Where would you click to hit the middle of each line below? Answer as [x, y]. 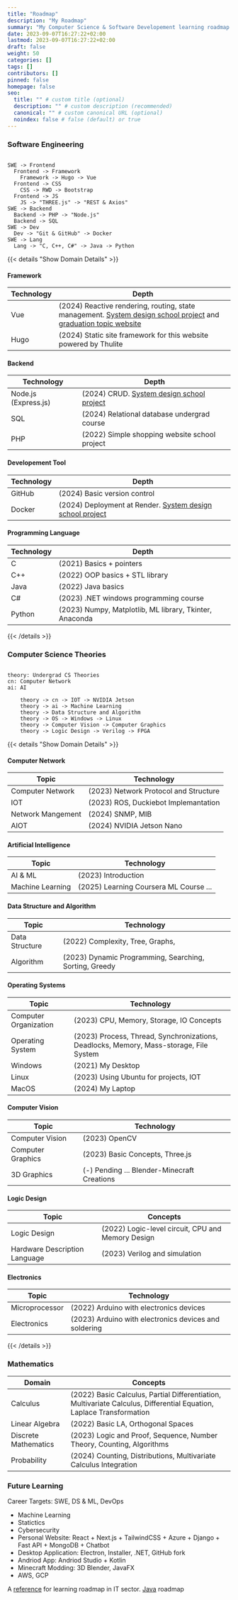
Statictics [31, 1523]
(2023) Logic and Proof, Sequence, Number [144, 1435]
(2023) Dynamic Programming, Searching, [134, 957]
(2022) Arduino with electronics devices [138, 1308]
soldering [86, 1328]
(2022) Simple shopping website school [149, 435]
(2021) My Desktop [107, 1065]
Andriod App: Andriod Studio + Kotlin [72, 1560]
